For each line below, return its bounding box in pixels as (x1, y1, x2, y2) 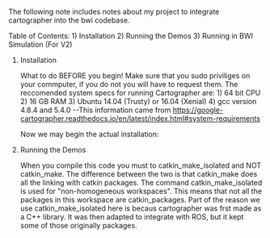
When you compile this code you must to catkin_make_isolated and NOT (19, 161, 261, 170)
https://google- (172, 105, 224, 115)
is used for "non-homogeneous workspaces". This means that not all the (19, 186, 263, 196)
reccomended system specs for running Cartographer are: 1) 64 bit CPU (19, 88, 261, 98)
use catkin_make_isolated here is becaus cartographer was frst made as (19, 203, 262, 213)
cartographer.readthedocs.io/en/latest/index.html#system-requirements (19, 114, 261, 123)
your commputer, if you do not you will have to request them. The (19, 80, 238, 89)
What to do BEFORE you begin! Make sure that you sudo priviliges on (19, 71, 251, 80)
